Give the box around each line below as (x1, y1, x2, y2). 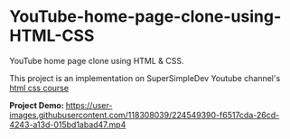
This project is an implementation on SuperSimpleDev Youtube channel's (9, 72, 281, 83)
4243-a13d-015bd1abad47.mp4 (9, 119, 126, 130)
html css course (9, 82, 70, 93)
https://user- (65, 99, 113, 110)
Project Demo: (9, 99, 65, 110)
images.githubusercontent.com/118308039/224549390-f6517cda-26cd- (9, 109, 280, 120)
